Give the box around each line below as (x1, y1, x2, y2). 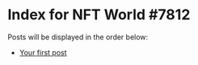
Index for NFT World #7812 (7, 6, 191, 24)
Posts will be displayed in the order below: (7, 32, 149, 42)
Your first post (19, 47, 67, 57)
